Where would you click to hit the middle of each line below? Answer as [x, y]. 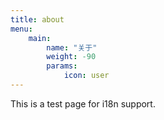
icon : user [86, 76]
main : [40, 38]
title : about [37, 19]
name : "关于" [72, 47]
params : [62, 66]
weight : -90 [71, 57]
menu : [21, 29]
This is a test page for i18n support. [83, 103]
